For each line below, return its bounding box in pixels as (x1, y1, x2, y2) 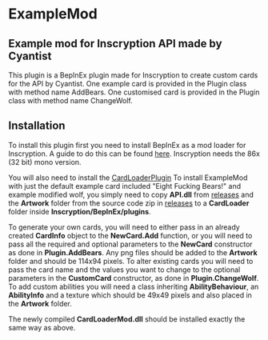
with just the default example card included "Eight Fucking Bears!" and (8, 181, 242, 190)
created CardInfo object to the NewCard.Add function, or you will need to (8, 230, 253, 240)
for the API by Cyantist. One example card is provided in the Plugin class (8, 79, 247, 88)
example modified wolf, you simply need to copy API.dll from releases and (8, 190, 254, 199)
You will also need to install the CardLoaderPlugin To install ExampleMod (8, 173, 248, 182)
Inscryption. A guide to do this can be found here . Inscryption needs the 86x (8, 149, 260, 158)
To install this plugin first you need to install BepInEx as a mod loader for (8, 140, 246, 150)
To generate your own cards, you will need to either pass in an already (8, 222, 240, 232)
